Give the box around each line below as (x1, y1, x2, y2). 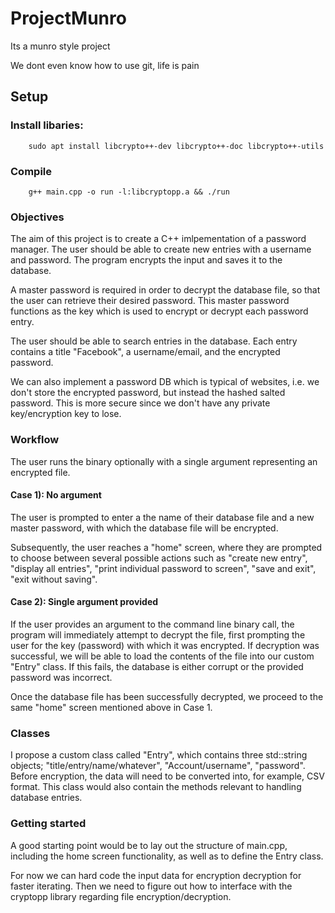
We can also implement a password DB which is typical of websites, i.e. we (10, 376, 320, 388)
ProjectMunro (10, 7, 127, 30)
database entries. (10, 792, 83, 804)
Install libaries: (10, 118, 84, 132)
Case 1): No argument (10, 489, 102, 501)
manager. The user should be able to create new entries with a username (10, 243, 312, 256)
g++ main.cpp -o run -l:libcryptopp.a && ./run (28, 187, 230, 197)
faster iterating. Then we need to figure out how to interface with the (10, 880, 293, 892)
